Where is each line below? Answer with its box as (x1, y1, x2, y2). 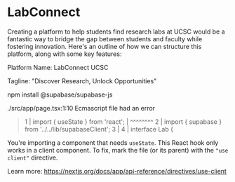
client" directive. (7, 153, 58, 162)
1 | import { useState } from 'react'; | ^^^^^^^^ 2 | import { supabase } (24, 117, 222, 126)
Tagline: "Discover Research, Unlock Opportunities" (7, 76, 157, 85)
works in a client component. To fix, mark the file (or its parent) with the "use (7, 146, 229, 154)
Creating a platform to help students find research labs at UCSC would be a (7, 27, 226, 36)
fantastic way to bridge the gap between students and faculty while (7, 34, 203, 43)
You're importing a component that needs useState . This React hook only (7, 138, 219, 147)
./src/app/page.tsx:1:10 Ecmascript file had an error (7, 104, 156, 112)
